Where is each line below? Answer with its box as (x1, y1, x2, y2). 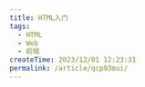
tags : (9, 22, 30, 31)
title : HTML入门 (9, 13, 68, 23)
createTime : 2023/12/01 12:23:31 (9, 55, 137, 64)
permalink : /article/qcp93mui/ (9, 64, 129, 73)
